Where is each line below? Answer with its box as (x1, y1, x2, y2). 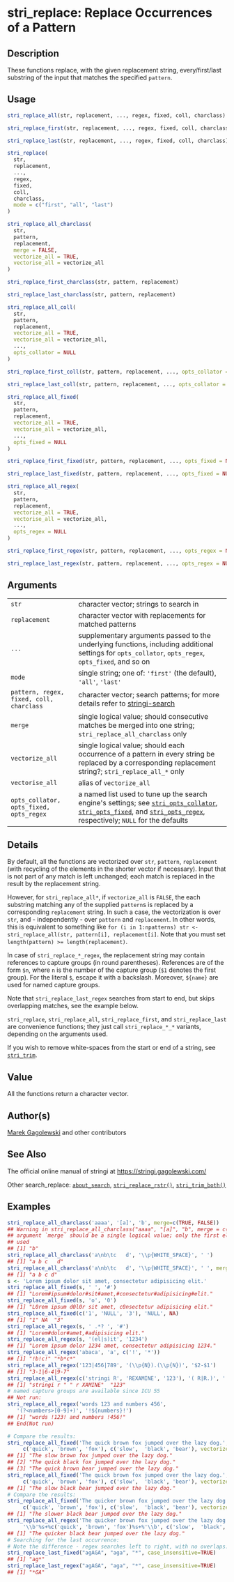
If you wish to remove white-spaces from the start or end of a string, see (7, 1044, 216, 1052)
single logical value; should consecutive (78, 711, 209, 721)
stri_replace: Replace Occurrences (7, 5, 212, 21)
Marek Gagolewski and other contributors (7, 1128, 127, 1137)
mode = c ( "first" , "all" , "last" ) (13, 201, 114, 208)
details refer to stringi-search (78, 699, 175, 708)
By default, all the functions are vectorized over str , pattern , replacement (7, 858, 218, 866)
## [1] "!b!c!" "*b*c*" (7, 1355, 77, 1362)
